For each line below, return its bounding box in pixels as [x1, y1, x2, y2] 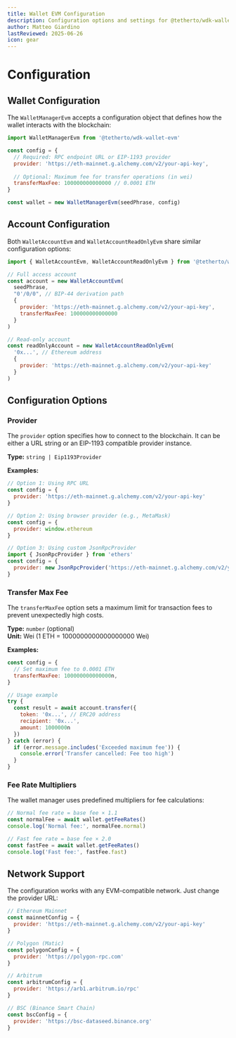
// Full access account [7, 271, 77, 278]
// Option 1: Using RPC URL [7, 480, 90, 487]
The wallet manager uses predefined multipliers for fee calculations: [7, 796, 205, 805]
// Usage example [7, 691, 58, 698]
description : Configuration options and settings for [7, 17, 169, 24]
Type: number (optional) [7, 624, 75, 633]
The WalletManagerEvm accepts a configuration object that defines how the [7, 113, 223, 122]
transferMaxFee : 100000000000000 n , [13, 672, 118, 679]
